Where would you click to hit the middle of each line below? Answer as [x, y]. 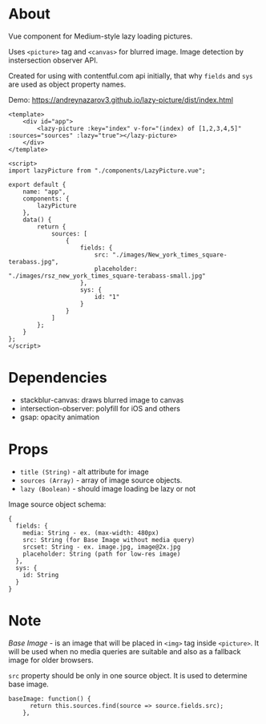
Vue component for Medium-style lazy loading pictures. [101, 36]
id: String [41, 575]
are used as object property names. [67, 84]
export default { [37, 184]
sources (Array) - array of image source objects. [101, 480]
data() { [37, 220]
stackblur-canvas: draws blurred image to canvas [102, 400]
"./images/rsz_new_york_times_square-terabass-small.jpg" [107, 276]
